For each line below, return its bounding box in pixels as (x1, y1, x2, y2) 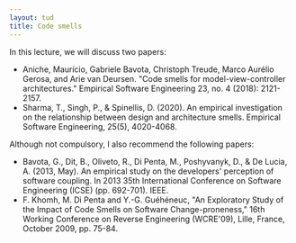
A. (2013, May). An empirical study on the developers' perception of (22, 166, 274, 176)
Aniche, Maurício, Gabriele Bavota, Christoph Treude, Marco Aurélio (22, 64, 274, 75)
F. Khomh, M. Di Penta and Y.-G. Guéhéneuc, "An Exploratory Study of (22, 194, 284, 205)
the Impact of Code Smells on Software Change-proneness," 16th (22, 203, 265, 214)
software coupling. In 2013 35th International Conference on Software (22, 175, 282, 185)
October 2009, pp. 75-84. (22, 222, 119, 234)
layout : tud (9, 13, 54, 22)
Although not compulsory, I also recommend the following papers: (9, 139, 255, 149)
